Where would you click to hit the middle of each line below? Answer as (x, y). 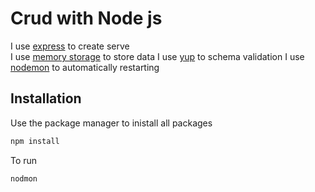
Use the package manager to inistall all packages (111, 123)
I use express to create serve (70, 46)
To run (24, 160)
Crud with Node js (86, 18)
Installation (46, 98)
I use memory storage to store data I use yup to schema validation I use (157, 56)
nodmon (24, 178)
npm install (35, 141)
